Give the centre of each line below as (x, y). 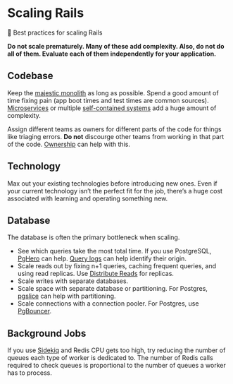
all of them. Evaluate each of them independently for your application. (112, 54)
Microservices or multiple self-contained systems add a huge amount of (112, 108)
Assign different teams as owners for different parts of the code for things (114, 129)
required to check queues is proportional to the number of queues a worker (117, 366)
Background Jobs (47, 333)
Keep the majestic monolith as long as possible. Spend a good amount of (113, 92)
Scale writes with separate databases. (73, 281)
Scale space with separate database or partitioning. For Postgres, (112, 289)
